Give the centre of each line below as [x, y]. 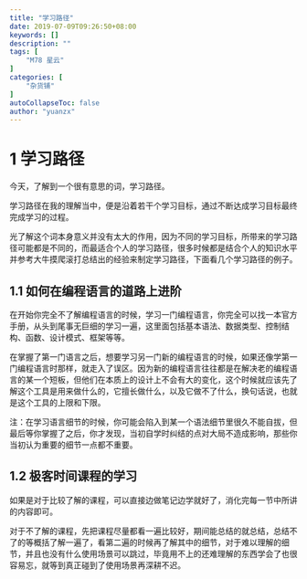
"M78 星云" [45, 60]
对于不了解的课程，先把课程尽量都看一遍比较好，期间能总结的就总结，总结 [149, 531]
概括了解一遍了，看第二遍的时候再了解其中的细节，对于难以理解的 [157, 542]
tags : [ [24, 52]
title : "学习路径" [42, 18]
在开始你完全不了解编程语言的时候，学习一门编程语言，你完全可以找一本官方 [153, 315]
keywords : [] [34, 35]
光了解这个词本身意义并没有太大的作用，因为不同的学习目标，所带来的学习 [149, 237]
